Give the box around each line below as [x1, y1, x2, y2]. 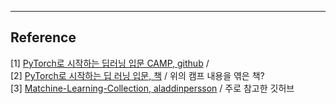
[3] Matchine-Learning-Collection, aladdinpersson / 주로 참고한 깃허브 [10, 82, 295, 94]
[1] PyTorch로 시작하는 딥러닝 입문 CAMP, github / [10, 57, 210, 69]
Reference [10, 29, 77, 46]
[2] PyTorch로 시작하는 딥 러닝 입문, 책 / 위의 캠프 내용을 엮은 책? [10, 69, 265, 81]
